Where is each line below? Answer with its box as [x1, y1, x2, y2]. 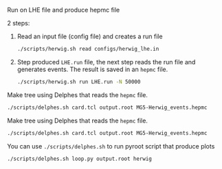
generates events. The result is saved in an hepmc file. [16, 65, 168, 73]
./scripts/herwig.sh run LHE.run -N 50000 [16, 78, 141, 85]
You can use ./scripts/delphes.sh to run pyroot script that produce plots [7, 142, 215, 150]
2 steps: [7, 19, 30, 27]
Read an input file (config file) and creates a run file [16, 32, 163, 40]
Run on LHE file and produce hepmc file [7, 6, 120, 14]
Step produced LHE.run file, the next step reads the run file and [16, 57, 196, 66]
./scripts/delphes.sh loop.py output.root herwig [7, 155, 153, 162]
